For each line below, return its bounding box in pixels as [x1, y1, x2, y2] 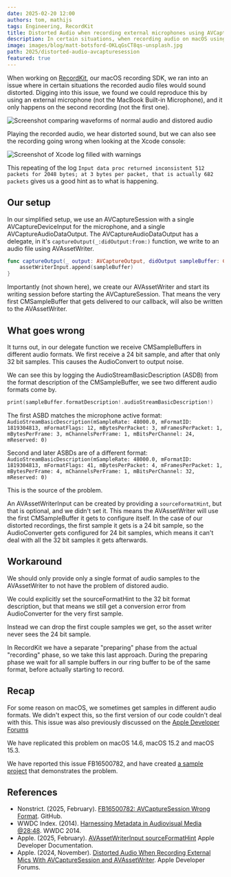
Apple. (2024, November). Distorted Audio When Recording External [16, 849, 211, 857]
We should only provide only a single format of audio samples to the [7, 574, 200, 582]
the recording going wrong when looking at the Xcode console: [7, 137, 186, 145]
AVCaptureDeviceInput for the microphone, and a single [7, 222, 166, 230]
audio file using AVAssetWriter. [7, 244, 94, 252]
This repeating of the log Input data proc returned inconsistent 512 [7, 163, 205, 172]
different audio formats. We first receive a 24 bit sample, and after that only [7, 350, 221, 358]
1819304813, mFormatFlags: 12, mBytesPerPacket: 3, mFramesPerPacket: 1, [7, 424, 223, 431]
